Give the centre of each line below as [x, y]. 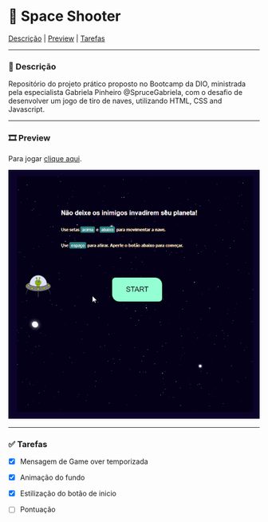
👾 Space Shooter [65, 16]
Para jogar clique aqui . [45, 158]
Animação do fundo [52, 477]
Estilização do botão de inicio [68, 493]
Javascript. [27, 109]
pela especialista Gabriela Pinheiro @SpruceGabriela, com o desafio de [126, 93]
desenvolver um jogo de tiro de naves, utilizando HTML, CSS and [115, 101]
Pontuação [37, 509]
